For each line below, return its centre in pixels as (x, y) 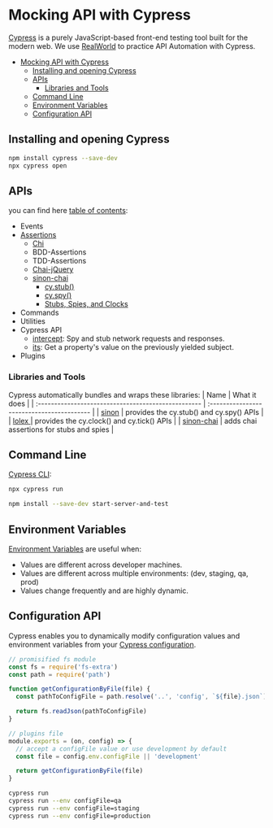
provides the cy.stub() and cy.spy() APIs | (195, 412)
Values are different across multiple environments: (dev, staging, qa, (134, 573)
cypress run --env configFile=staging (74, 808)
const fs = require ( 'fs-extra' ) (63, 667)
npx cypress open (38, 166)
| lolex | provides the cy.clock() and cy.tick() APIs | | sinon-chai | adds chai (133, 421)
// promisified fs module (52, 659)
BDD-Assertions (59, 252)
